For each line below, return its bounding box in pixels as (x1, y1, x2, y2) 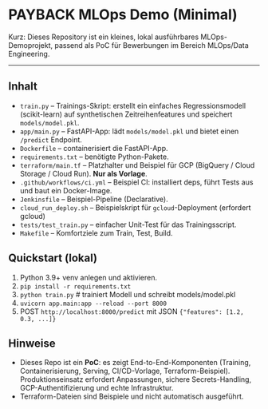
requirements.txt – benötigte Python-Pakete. (19, 152, 169, 161)
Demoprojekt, (8, 40, 53, 50)
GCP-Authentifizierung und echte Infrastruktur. (19, 383, 174, 393)
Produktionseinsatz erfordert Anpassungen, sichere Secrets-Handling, (19, 375, 252, 384)
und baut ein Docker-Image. (19, 185, 112, 195)
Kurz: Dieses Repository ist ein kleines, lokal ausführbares (8, 32, 199, 42)
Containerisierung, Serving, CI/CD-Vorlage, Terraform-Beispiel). (19, 366, 231, 376)
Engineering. (8, 49, 50, 58)
